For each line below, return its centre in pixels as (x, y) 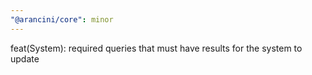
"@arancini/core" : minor (62, 19)
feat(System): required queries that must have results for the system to (156, 48)
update (25, 58)
